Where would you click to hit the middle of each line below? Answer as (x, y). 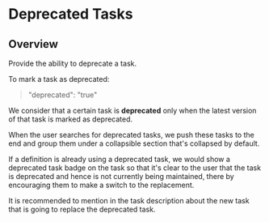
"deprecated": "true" (63, 95)
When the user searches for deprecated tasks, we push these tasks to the (131, 135)
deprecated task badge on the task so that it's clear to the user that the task (134, 168)
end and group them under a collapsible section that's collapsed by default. (134, 143)
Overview (34, 44)
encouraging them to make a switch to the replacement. (101, 185)
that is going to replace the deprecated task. (82, 209)
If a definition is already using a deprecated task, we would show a (119, 159)
